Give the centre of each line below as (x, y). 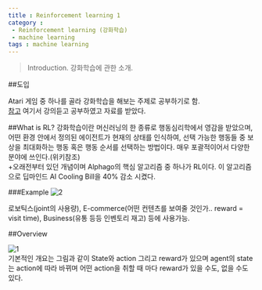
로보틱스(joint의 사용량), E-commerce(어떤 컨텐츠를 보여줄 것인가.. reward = (126, 208)
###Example (29, 192)
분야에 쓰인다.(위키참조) (44, 157)
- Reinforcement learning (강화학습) (70, 30)
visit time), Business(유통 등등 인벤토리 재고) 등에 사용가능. (99, 218)
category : (26, 23)
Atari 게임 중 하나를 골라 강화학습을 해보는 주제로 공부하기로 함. (104, 101)
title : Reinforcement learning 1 (65, 15)
